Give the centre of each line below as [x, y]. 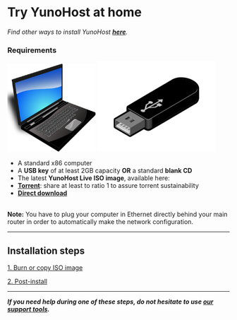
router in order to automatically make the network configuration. [101, 222]
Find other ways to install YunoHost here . [68, 32]
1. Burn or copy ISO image [45, 268]
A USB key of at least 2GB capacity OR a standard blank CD [105, 171]
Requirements [32, 50]
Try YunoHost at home [75, 12]
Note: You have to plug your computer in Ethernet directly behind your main [117, 214]
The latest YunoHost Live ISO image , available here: [94, 178]
